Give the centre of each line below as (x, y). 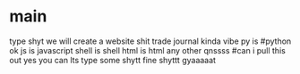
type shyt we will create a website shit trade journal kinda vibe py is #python (150, 41)
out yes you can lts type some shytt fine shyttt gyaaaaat (113, 60)
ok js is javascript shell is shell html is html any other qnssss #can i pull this (148, 50)
